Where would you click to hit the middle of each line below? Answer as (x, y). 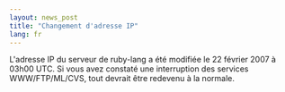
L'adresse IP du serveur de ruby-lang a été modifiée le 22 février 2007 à (143, 60)
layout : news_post (44, 17)
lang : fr (26, 34)
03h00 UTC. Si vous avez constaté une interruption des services (129, 69)
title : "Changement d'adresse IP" (74, 26)
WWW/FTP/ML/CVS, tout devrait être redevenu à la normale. (122, 79)
